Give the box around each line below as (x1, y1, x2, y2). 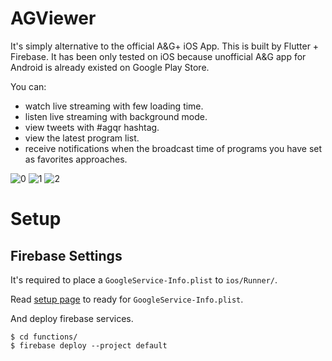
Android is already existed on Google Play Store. (10, 61, 210, 73)
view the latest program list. (24, 132, 140, 144)
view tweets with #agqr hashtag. (24, 121, 160, 133)
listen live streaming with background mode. (24, 110, 208, 122)
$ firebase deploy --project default (10, 340, 168, 351)
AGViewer (10, 7, 97, 30)
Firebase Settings (10, 247, 123, 264)
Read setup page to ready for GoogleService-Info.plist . (10, 293, 244, 305)
